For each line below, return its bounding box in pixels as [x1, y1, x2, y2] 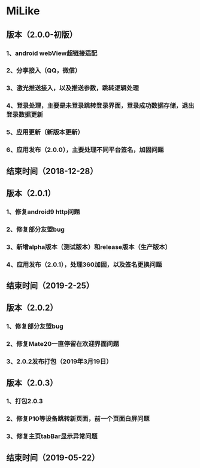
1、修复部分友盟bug [6, 322, 64, 330]
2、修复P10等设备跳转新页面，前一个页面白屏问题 [6, 415, 150, 423]
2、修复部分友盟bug [6, 225, 65, 233]
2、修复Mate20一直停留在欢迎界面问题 [6, 340, 119, 348]
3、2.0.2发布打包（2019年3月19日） [6, 357, 113, 366]
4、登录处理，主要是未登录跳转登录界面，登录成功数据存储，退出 [6, 102, 195, 110]
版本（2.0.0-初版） [6, 29, 78, 39]
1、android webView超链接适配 [6, 49, 98, 57]
